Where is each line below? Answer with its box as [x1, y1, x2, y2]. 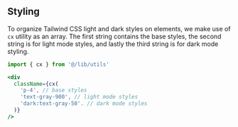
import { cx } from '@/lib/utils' [7, 60, 110, 68]
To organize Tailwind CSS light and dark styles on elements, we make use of [7, 24, 231, 33]
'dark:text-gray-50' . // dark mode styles [20, 100, 148, 107]
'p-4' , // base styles [20, 87, 87, 94]
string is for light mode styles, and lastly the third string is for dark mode [7, 39, 219, 48]
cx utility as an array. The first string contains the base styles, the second [7, 32, 222, 40]
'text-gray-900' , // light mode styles [20, 94, 139, 101]
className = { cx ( [13, 80, 59, 87]
